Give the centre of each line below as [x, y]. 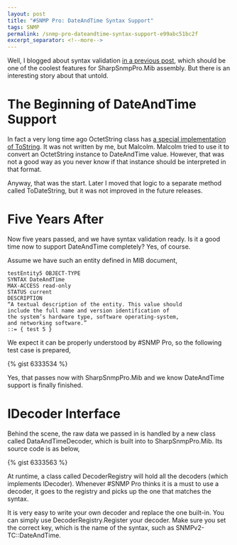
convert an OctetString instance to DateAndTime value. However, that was [116, 154]
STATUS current [30, 292]
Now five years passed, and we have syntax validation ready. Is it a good [114, 239]
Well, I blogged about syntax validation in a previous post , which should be [116, 60]
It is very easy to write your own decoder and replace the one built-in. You [116, 512]
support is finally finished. [45, 385]
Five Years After [56, 219]
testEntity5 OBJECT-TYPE [44, 274]
